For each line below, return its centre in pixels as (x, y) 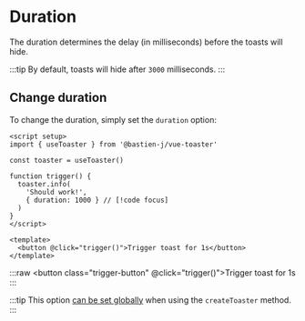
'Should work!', (57, 192)
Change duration (58, 98)
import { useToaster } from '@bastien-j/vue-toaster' (114, 144)
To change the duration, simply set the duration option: (113, 119)
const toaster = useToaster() (67, 160)
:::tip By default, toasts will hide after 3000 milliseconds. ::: (117, 69)
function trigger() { (51, 176)
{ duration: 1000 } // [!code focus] (97, 200)
